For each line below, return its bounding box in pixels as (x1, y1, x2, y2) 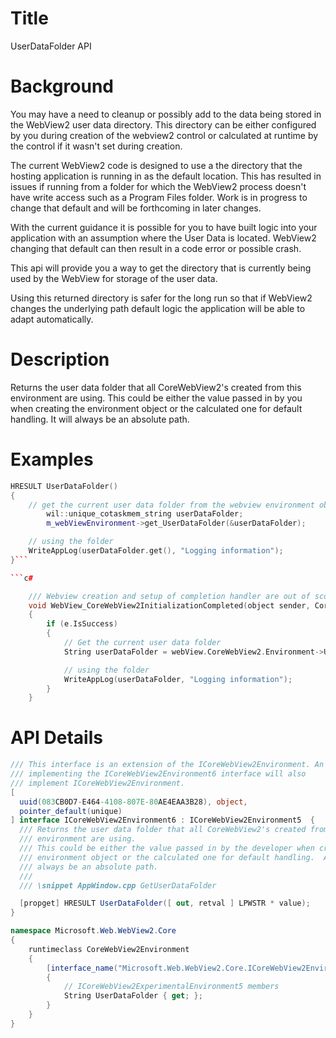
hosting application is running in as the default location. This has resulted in (10, 170, 322, 182)
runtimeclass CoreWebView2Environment (28, 944, 190, 954)
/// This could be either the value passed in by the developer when (19, 843, 315, 854)
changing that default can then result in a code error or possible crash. (10, 242, 302, 254)
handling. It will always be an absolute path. (10, 413, 190, 425)
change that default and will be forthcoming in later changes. (10, 202, 262, 214)
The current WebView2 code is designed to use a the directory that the (10, 159, 303, 171)
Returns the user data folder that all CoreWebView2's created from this (10, 381, 302, 393)
